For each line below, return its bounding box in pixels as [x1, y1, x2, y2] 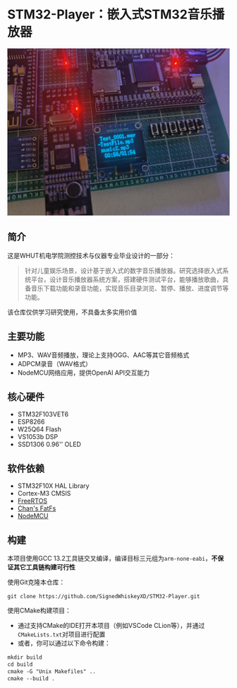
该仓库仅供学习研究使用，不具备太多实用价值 [7, 308, 138, 316]
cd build [7, 661, 33, 668]
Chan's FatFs [17, 504, 56, 513]
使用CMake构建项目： [7, 606, 72, 614]
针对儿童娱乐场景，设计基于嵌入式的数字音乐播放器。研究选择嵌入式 [24, 266, 223, 274]
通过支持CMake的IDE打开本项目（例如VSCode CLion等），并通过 [17, 622, 205, 629]
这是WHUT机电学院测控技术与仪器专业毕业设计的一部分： [7, 251, 175, 260]
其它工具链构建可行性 [13, 563, 75, 571]
